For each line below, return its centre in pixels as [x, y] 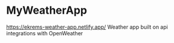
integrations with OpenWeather [45, 33]
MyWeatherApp [47, 10]
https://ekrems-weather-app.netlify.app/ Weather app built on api [87, 27]
